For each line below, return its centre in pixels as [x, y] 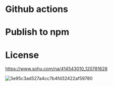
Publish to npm [37, 32]
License [22, 55]
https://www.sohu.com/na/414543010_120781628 [56, 69]
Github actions [37, 9]
